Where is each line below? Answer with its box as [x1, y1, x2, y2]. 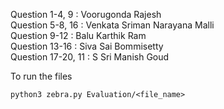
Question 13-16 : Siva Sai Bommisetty [10, 40, 164, 52]
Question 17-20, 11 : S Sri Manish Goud [10, 51, 170, 63]
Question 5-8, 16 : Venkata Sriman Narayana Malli [10, 19, 215, 31]
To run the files [10, 70, 73, 82]
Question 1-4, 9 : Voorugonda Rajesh [10, 9, 162, 20]
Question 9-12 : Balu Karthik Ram [10, 30, 147, 41]
